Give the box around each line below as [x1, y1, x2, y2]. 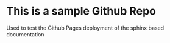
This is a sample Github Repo [6, 4, 157, 18]
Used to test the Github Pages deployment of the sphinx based [6, 24, 165, 31]
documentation [6, 30, 44, 38]
